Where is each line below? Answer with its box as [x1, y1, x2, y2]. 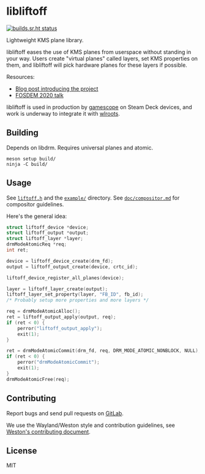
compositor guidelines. [6, 200, 64, 208]
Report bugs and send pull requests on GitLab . [6, 409, 124, 417]
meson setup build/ [6, 156, 56, 162]
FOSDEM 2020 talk [15, 91, 64, 99]
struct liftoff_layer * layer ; [6, 236, 84, 242]
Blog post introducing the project [15, 85, 99, 92]
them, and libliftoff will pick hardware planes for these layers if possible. [6, 61, 188, 69]
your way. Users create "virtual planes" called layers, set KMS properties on [6, 55, 198, 62]
